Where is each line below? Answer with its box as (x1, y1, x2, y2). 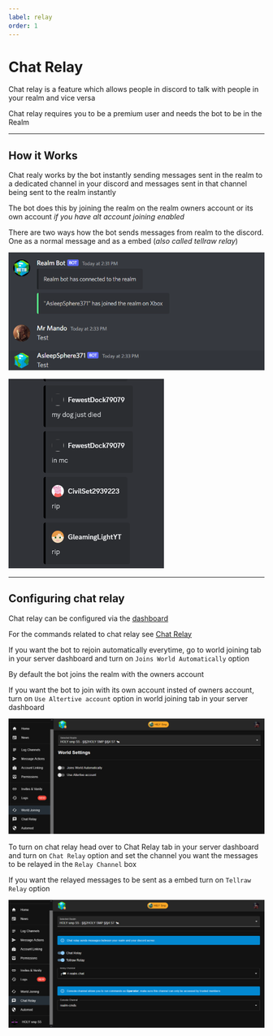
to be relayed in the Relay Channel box (8, 860, 136, 869)
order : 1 (8, 21, 38, 30)
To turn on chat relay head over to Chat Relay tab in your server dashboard (8, 842, 259, 852)
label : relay (8, 13, 53, 21)
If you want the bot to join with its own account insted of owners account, (8, 685, 254, 695)
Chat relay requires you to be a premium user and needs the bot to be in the (8, 109, 262, 119)
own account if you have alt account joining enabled (8, 212, 185, 222)
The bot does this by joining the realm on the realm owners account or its (8, 203, 253, 213)
